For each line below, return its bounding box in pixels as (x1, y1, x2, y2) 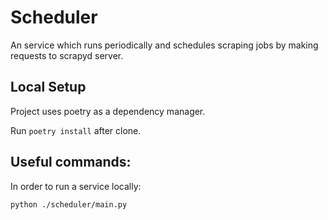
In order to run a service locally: (10, 180, 142, 192)
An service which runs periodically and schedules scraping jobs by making (10, 39, 319, 51)
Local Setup (10, 79, 87, 96)
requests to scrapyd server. (10, 49, 124, 61)
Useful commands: (10, 154, 132, 171)
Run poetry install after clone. (10, 124, 142, 136)
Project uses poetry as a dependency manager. (10, 105, 206, 117)
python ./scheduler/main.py (10, 199, 128, 210)
